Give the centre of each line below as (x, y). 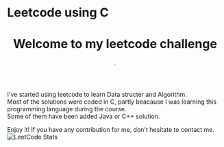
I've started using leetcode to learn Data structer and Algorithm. (97, 95)
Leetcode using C (58, 13)
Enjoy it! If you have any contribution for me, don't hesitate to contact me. (111, 130)
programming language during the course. (67, 109)
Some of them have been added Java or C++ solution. (84, 116)
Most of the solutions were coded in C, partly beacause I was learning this (112, 102)
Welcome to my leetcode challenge (115, 44)
